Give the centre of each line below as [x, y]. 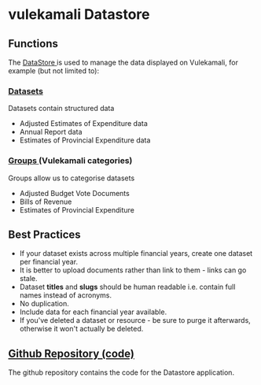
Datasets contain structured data [61, 109]
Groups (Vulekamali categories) [70, 161]
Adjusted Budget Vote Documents [74, 193]
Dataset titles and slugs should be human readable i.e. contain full [127, 287]
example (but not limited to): [54, 71]
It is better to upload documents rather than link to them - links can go [133, 270]
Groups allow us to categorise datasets [72, 178]
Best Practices [44, 234]
